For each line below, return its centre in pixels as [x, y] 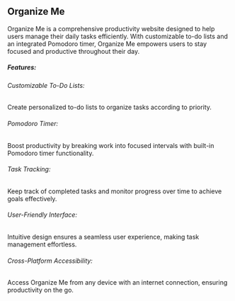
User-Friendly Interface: [42, 215]
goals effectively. [32, 198]
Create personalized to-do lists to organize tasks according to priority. [110, 107]
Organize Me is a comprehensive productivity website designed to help [111, 28]
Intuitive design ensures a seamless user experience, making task [103, 237]
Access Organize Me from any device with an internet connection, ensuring [117, 283]
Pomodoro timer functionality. [51, 153]
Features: [22, 67]
